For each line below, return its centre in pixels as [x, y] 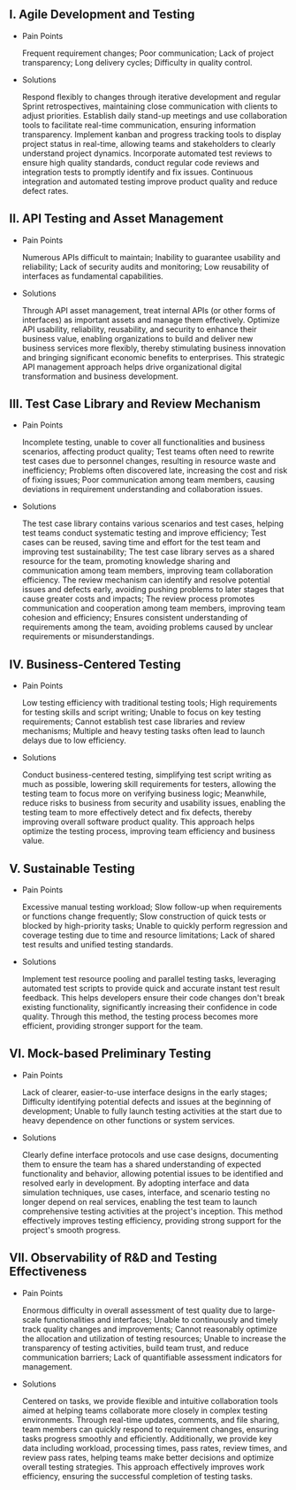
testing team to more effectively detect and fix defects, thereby [137, 813]
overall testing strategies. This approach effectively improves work [143, 1467]
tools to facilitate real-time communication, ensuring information [139, 125]
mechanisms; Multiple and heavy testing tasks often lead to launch [143, 731]
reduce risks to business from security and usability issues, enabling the [153, 803]
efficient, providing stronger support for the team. [112, 1026]
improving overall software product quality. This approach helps [138, 822]
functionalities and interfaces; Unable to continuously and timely [161, 1319]
